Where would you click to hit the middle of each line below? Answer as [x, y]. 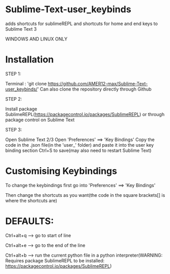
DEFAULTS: [30, 221]
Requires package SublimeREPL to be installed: [55, 260]
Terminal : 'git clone [26, 83]
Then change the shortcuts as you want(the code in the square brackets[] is [85, 195]
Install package [21, 109]
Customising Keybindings [61, 171]
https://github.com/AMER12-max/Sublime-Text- [98, 83]
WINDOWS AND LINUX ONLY [37, 39]
